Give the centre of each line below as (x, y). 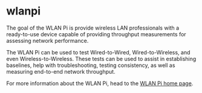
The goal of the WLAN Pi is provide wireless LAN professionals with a (93, 28)
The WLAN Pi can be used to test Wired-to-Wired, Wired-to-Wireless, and (98, 52)
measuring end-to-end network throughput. (61, 71)
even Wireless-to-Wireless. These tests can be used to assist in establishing (101, 59)
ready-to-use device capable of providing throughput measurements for (96, 34)
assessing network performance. (47, 40)
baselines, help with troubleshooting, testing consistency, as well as (91, 65)
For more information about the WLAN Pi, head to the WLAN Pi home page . (100, 83)
